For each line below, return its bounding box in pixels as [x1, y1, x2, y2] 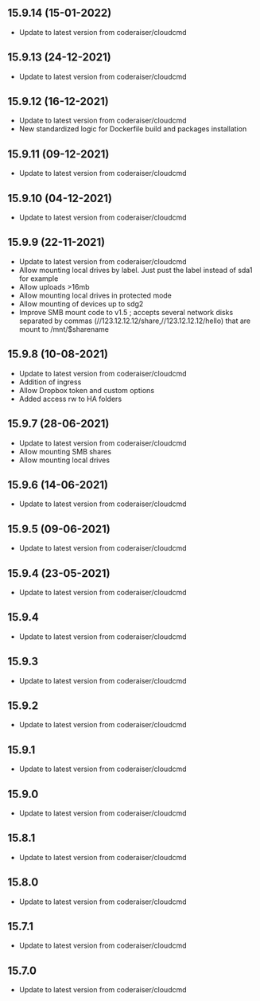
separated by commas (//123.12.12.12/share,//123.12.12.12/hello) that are [18, 316, 251, 325]
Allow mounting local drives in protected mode [18, 290, 173, 300]
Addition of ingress [18, 377, 82, 387]
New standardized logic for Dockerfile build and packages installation [18, 124, 247, 134]
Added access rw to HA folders [18, 394, 122, 403]
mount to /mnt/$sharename [18, 324, 109, 333]
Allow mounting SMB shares [18, 446, 112, 456]
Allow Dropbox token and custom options [18, 385, 155, 395]
